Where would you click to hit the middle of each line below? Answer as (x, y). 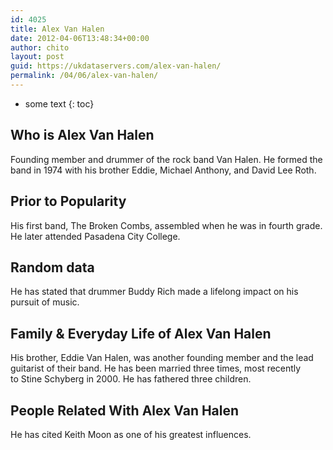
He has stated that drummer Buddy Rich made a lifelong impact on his (154, 292)
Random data (52, 267)
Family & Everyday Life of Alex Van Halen (141, 333)
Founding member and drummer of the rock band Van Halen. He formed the (166, 159)
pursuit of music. (45, 302)
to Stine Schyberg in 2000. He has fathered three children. (131, 379)
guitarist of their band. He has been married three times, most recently (156, 368)
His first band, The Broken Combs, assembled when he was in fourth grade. (166, 225)
